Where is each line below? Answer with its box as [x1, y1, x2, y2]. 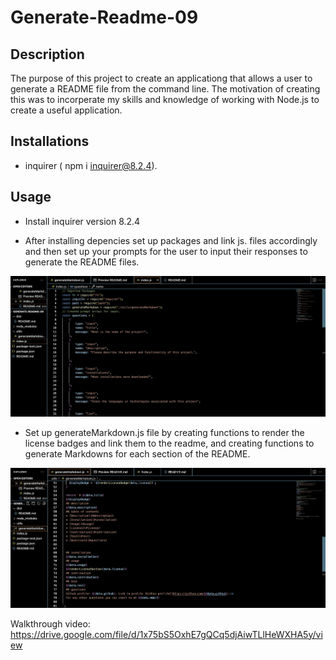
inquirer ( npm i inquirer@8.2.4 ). [24, 159, 158, 171]
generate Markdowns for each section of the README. [24, 448, 251, 460]
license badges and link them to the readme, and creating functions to [24, 437, 315, 450]
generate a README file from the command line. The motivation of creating [10, 83, 321, 95]
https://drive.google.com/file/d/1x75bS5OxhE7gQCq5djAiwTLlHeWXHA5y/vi [10, 628, 323, 640]
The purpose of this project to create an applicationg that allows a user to [10, 72, 313, 84]
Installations [10, 133, 90, 150]
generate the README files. [24, 256, 140, 268]
